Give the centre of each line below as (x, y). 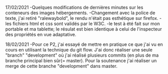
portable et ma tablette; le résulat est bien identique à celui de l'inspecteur (84, 29)
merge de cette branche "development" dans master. (61, 66)
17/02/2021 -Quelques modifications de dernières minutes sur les (74, 7)
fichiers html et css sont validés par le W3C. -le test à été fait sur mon (86, 23)
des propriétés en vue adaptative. (41, 34)
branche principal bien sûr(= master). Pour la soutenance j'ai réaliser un (81, 60)
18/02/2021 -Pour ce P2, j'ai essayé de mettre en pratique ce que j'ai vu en (84, 44)
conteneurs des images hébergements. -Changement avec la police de (80, 13)
